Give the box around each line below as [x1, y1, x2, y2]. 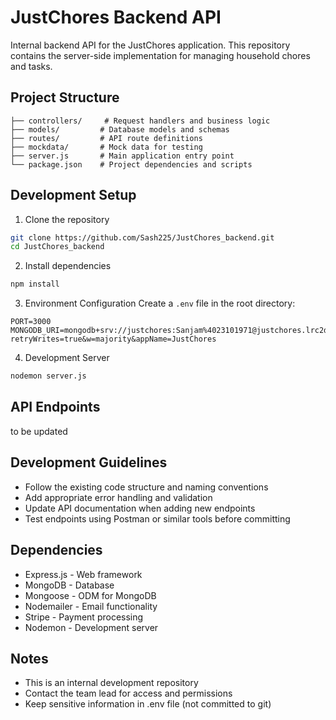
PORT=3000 [10, 317, 52, 327]
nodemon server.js [10, 371, 87, 381]
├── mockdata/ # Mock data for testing [10, 142, 203, 152]
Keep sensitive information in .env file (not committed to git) [24, 698, 272, 710]
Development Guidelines [10, 454, 168, 471]
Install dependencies [24, 260, 112, 272]
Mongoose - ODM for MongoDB [24, 589, 157, 601]
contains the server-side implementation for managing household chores [10, 49, 311, 61]
